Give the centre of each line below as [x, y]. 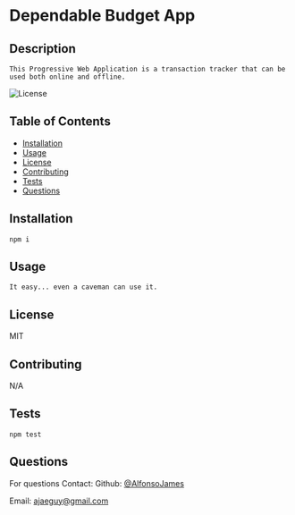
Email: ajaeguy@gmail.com [59, 501]
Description [42, 49]
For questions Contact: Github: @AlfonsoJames [97, 483]
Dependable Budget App [102, 16]
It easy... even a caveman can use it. [84, 287]
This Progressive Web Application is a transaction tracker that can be [147, 69]
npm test [25, 435]
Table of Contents [60, 122]
